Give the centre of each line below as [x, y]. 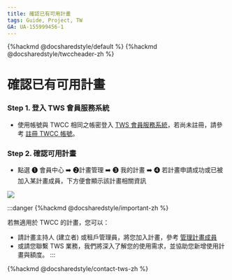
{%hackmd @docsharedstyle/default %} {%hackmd [82, 47]
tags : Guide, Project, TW [45, 20]
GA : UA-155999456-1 [36, 27]
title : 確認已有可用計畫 [39, 14]
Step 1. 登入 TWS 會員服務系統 [58, 108]
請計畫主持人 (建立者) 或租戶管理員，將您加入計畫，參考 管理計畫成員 [117, 237]
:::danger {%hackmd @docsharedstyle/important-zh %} [88, 208]
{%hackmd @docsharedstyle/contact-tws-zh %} [78, 269]
